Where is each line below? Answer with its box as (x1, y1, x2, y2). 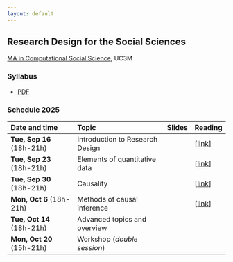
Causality (77, 179, 108, 188)
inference (77, 203, 109, 213)
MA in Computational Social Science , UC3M (7, 54, 133, 63)
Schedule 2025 (7, 105, 60, 115)
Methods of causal (77, 195, 138, 204)
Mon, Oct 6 (10, 195, 49, 204)
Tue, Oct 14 (10, 215, 51, 224)
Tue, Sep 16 (10, 135, 51, 145)
